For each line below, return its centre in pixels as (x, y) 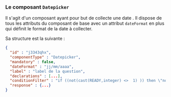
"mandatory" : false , (33, 62)
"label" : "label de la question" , (48, 71)
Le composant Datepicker (37, 7)
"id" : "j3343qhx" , (31, 53)
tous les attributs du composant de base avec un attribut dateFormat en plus (85, 23)
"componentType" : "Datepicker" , (45, 57)
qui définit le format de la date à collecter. (49, 29)
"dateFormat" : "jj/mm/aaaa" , (42, 67)
